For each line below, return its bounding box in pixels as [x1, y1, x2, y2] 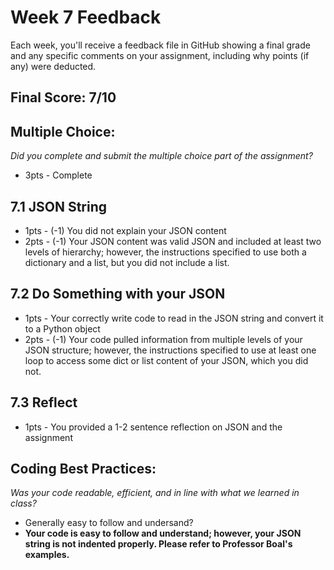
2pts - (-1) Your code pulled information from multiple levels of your [24, 333, 303, 345]
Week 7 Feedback [10, 6, 162, 29]
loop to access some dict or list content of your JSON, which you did [24, 354, 309, 366]
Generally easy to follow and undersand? [24, 517, 194, 529]
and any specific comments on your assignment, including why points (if [10, 49, 310, 61]
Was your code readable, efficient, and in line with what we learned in [10, 487, 300, 499]
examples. [24, 549, 70, 561]
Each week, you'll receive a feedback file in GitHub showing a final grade [10, 39, 311, 51]
